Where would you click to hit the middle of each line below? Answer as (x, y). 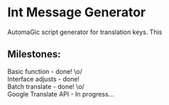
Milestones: (34, 54)
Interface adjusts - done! (44, 79)
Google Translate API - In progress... (61, 94)
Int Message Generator (77, 12)
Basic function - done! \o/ (45, 71)
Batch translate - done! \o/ (46, 87)
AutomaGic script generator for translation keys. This (85, 32)
